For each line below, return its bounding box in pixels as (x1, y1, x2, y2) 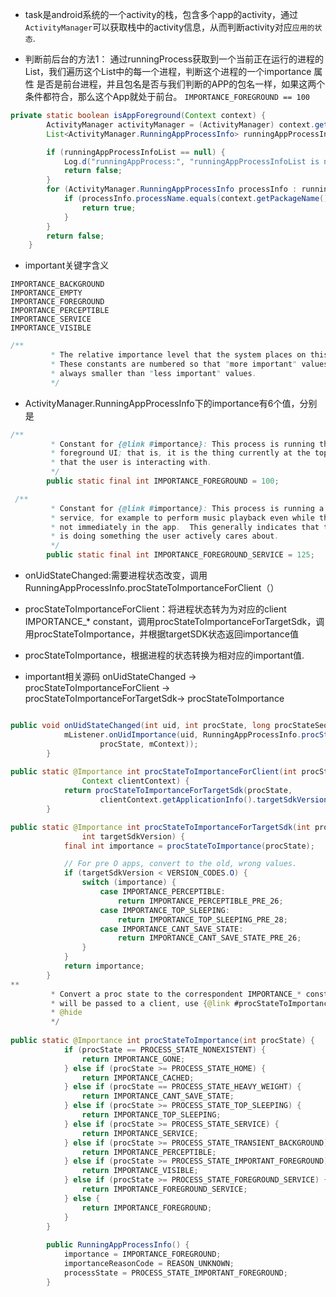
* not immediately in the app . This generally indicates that (50, 522, 320, 532)
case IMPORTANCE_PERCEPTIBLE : (99, 887, 226, 897)
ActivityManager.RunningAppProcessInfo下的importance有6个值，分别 (24, 397, 318, 409)
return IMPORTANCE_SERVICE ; (81, 1128, 199, 1138)
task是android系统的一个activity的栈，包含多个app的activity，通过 (24, 9, 299, 20)
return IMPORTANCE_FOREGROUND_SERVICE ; (81, 1184, 248, 1194)
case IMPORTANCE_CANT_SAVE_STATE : (99, 924, 244, 934)
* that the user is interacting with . (50, 458, 213, 468)
